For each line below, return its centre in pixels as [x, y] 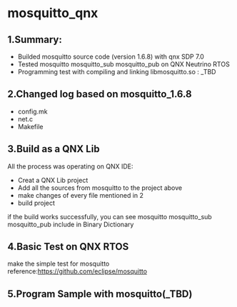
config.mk [32, 111]
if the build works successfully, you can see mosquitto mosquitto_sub [110, 216]
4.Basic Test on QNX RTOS [68, 247]
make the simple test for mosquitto [59, 264]
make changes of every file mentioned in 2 [81, 195]
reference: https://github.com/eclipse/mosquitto [77, 271]
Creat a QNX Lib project [53, 180]
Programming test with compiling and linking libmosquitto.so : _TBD [117, 72]
